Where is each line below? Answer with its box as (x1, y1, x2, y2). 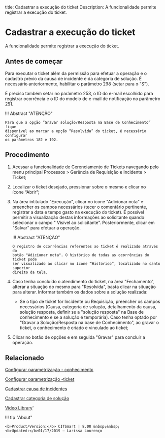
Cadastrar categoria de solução (5, 396, 69, 401)
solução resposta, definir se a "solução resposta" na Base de (19, 309, 144, 315)
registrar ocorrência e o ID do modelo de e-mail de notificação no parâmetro (5, 96, 161, 102)
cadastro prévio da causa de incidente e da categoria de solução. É (5, 75, 142, 81)
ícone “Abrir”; (12, 189, 39, 195)
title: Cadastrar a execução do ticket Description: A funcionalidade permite (5, 4, 157, 10)
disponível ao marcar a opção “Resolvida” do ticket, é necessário (5, 128, 147, 134)
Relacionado (5, 354, 44, 362)
